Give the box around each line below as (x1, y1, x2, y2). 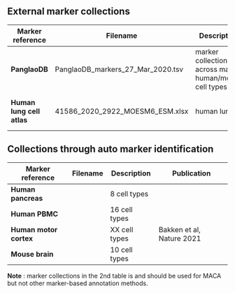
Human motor (10, 224, 58, 234)
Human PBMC (10, 209, 58, 219)
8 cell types (110, 189, 149, 199)
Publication (172, 168, 211, 178)
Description (111, 168, 151, 178)
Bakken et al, (158, 224, 201, 234)
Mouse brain (10, 249, 54, 259)
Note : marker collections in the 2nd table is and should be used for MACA (7, 271, 222, 280)
